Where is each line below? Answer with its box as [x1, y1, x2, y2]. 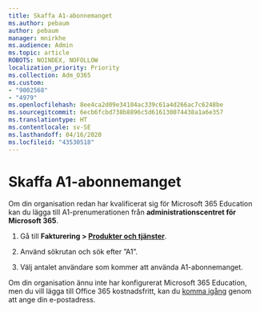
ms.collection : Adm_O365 [8, 71, 91, 79]
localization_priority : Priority [8, 64, 120, 72]
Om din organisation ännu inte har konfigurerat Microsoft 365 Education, [8, 278, 247, 288]
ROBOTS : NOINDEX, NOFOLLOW [8, 57, 98, 65]
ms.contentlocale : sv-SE [8, 123, 91, 131]
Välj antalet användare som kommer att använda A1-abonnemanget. [19, 262, 244, 272]
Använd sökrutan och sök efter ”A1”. [19, 247, 138, 257]
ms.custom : [8, 78, 45, 86]
